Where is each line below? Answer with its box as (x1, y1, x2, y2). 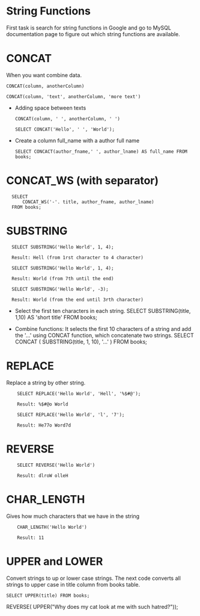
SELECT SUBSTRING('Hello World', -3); (11, 286, 109, 292)
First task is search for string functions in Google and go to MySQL (6, 24, 171, 31)
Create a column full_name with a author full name (14, 137, 140, 144)
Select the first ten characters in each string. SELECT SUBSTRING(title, (14, 307, 191, 314)
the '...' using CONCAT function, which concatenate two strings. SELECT (14, 331, 194, 339)
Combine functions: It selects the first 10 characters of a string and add (14, 325, 192, 332)
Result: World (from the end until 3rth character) (11, 297, 144, 303)
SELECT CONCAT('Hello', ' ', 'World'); (14, 126, 115, 132)
